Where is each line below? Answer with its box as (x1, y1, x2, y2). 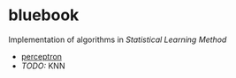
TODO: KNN (20, 60, 65, 71)
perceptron (20, 51, 63, 61)
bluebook (8, 5, 80, 25)
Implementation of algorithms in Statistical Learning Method (8, 34, 227, 45)
